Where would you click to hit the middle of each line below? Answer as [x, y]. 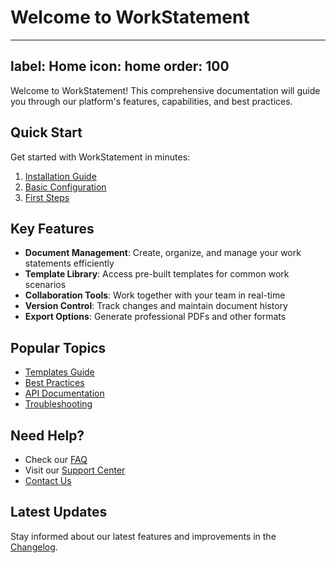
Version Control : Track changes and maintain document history [156, 306]
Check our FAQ [56, 459]
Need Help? [47, 435]
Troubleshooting [58, 404]
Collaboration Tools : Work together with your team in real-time [155, 295]
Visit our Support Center [75, 470]
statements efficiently [69, 263]
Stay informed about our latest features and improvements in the [143, 536]
